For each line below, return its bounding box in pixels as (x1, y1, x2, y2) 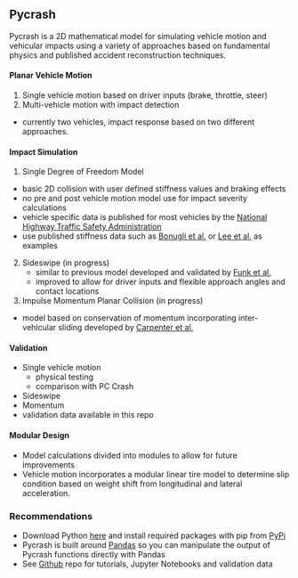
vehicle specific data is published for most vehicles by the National (21, 212, 268, 223)
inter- (238, 313, 259, 323)
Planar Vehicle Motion (9, 70, 93, 81)
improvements (21, 459, 76, 470)
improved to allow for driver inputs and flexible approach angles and (35, 276, 286, 288)
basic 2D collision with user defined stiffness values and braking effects (21, 183, 286, 194)
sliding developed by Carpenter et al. (57, 322, 194, 333)
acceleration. (21, 487, 71, 498)
